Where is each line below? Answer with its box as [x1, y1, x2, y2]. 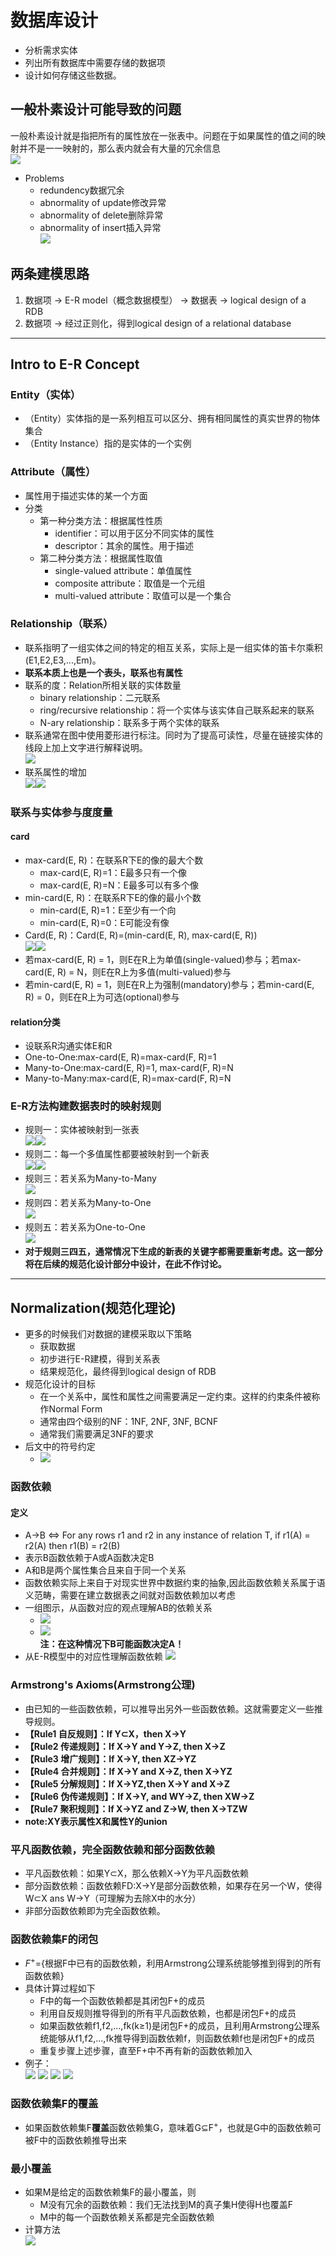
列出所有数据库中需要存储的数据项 [24, 56, 166, 68]
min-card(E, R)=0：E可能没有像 [39, 916, 170, 928]
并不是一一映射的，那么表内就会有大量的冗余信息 [18, 142, 221, 154]
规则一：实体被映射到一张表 [24, 1124, 140, 1136]
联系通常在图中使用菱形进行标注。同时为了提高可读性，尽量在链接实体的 [24, 729, 323, 741]
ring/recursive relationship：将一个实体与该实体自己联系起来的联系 [39, 704, 315, 716]
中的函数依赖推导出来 [39, 2134, 128, 2146]
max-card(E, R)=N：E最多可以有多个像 [39, 879, 199, 891]
